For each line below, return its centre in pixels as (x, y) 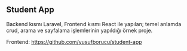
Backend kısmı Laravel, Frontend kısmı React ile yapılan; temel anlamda (94, 24)
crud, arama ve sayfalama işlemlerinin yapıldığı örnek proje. (79, 30)
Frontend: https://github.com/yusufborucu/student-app (74, 42)
